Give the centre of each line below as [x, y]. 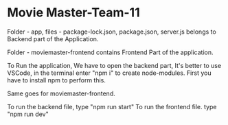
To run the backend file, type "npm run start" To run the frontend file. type [112, 106]
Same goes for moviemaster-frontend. [61, 93]
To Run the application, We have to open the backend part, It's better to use [114, 65]
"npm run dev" [28, 114]
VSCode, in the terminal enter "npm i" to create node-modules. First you [109, 73]
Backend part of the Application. [53, 38]
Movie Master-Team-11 [73, 13]
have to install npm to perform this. [57, 80]
